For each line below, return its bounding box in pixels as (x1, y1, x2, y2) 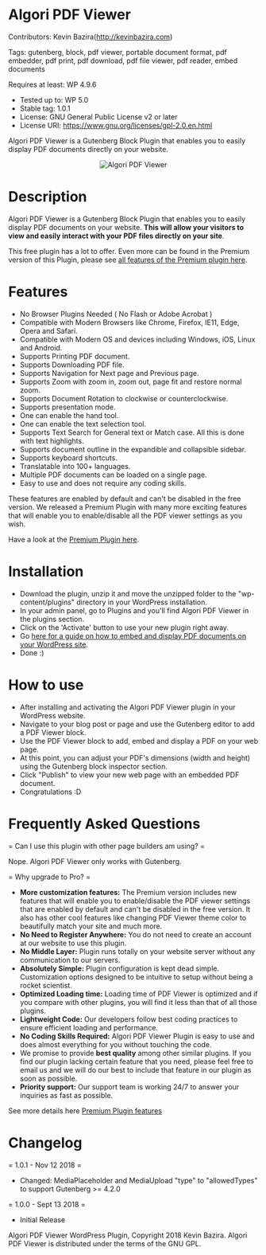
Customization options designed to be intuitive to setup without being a (19, 972, 253, 981)
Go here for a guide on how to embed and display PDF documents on (19, 631, 247, 640)
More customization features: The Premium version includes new (19, 887, 237, 897)
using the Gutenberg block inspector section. (19, 761, 168, 771)
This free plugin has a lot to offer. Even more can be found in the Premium (8, 246, 250, 256)
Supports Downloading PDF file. (19, 360, 125, 369)
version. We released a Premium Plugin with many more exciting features (8, 502, 248, 511)
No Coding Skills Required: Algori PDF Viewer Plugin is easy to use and (19, 1031, 256, 1041)
